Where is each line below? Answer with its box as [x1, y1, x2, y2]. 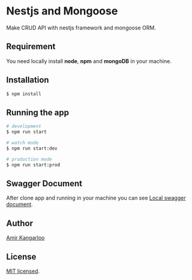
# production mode [6, 156, 52, 162]
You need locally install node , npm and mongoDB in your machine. [6, 57, 172, 64]
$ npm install [6, 91, 42, 97]
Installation [6, 75, 49, 85]
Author [6, 218, 33, 228]
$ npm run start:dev [6, 145, 58, 151]
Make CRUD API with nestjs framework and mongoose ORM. [6, 24, 156, 31]
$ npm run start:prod [6, 162, 61, 168]
